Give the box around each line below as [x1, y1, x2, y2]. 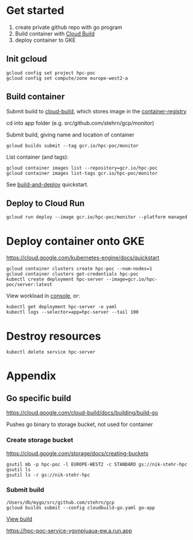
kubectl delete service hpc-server [6, 349, 96, 355]
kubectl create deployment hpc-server [6, 276, 104, 282]
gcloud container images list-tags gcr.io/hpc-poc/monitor [6, 170, 158, 176]
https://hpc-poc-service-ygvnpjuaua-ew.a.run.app [6, 527, 133, 534]
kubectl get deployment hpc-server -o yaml [6, 304, 118, 310]
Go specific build [6, 393, 71, 403]
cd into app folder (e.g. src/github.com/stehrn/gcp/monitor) [6, 119, 154, 127]
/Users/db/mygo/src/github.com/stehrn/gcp [6, 499, 115, 506]
